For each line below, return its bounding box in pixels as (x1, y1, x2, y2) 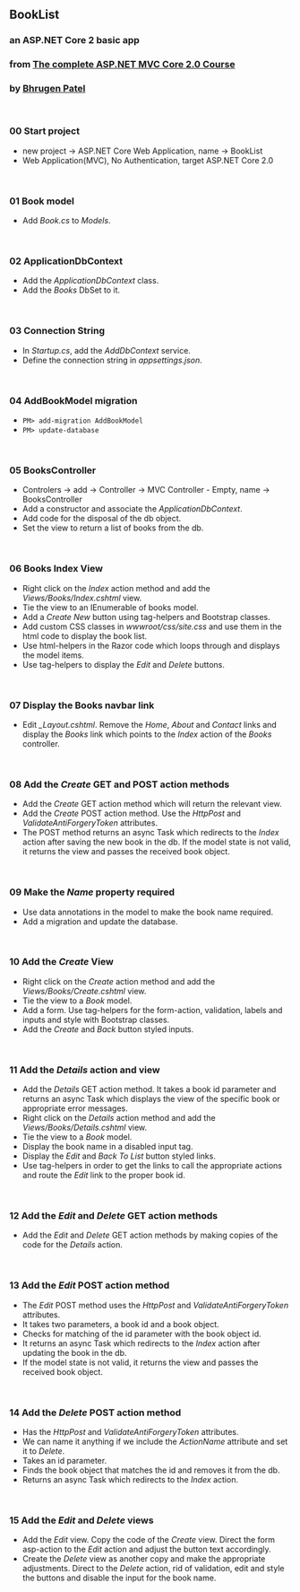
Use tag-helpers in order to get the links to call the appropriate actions (21, 1160, 282, 1171)
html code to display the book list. (21, 630, 148, 641)
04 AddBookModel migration (9, 394, 138, 407)
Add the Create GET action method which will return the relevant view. (21, 799, 282, 809)
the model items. (21, 650, 85, 660)
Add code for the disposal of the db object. (21, 513, 182, 524)
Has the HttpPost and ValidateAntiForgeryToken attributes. (21, 1426, 239, 1437)
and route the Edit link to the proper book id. (21, 1170, 185, 1181)
